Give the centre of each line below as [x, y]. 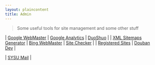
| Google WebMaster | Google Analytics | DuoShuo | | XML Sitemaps [73, 38]
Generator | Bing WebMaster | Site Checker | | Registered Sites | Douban [77, 43]
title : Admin [18, 14]
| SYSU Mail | [18, 57]
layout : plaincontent [27, 10]
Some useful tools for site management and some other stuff [78, 28]
